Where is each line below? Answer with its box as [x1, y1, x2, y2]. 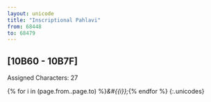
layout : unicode [7, 10, 54, 17]
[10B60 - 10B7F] [7, 55, 78, 67]
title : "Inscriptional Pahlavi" [7, 17, 101, 24]
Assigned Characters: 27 [7, 74, 78, 82]
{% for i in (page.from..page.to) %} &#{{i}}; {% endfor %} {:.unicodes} [7, 87, 205, 96]
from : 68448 [7, 23, 42, 30]
